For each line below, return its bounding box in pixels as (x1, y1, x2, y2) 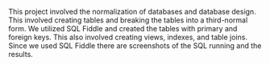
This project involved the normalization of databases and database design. (8, 7, 256, 16)
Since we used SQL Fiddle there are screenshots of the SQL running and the (8, 41, 262, 51)
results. (8, 50, 34, 59)
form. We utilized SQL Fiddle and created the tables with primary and (8, 24, 238, 33)
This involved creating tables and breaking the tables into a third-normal (8, 15, 248, 25)
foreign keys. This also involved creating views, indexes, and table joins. (8, 32, 248, 42)
